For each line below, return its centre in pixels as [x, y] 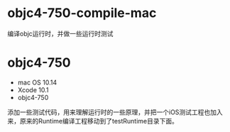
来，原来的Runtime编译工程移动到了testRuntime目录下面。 [93, 121]
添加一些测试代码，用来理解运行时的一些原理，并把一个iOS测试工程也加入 [115, 112]
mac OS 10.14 [37, 82]
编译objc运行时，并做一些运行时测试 [60, 33]
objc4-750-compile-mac [82, 13]
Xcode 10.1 [33, 89]
